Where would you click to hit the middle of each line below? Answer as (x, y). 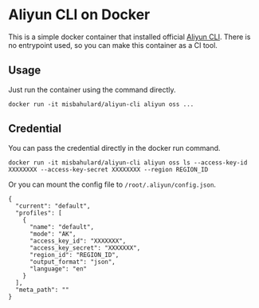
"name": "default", (61, 227)
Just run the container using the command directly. (92, 89)
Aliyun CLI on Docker (79, 15)
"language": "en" (58, 269)
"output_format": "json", (72, 262)
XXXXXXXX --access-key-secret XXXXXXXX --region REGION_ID (108, 169)
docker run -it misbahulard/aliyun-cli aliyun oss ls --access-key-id (128, 162)
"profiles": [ (39, 213)
